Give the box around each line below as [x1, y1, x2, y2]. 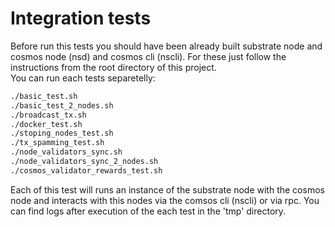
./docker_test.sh [10, 119, 83, 129]
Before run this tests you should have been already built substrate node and [10, 40, 323, 52]
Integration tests [10, 7, 152, 30]
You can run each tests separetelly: [10, 72, 156, 84]
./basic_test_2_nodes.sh [10, 100, 114, 111]
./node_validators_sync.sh [10, 147, 123, 157]
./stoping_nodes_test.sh [10, 128, 114, 139]
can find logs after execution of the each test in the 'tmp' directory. [10, 205, 287, 217]
